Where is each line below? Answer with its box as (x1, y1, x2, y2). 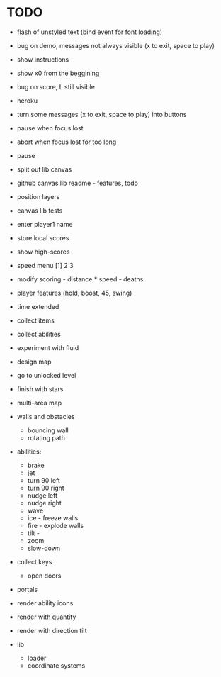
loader (27, 654, 47, 662)
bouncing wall (27, 426, 69, 435)
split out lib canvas (16, 164, 72, 174)
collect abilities (16, 330, 61, 338)
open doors (27, 571, 62, 580)
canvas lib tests (16, 206, 63, 215)
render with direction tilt (16, 626, 87, 634)
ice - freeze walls (27, 513, 79, 522)
